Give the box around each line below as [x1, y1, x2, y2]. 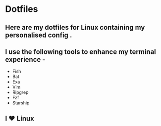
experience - [5, 55, 46, 64]
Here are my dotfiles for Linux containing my [5, 23, 145, 32]
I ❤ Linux [5, 114, 35, 123]
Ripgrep [12, 89, 29, 95]
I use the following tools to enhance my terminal [5, 47, 156, 56]
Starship [12, 100, 30, 106]
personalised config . [5, 31, 72, 39]
